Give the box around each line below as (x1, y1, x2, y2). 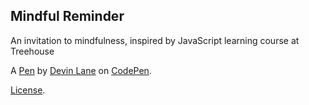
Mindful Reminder (10, 8, 125, 25)
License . (10, 84, 46, 96)
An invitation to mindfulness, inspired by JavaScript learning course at (10, 34, 300, 46)
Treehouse (10, 45, 55, 57)
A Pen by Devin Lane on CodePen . (10, 64, 152, 76)
